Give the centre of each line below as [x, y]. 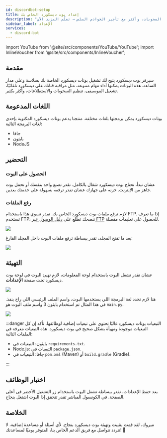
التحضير [16, 160]
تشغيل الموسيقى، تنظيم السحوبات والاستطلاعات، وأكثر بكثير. [62, 91]
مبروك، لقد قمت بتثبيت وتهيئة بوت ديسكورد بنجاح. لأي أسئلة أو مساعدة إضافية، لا [80, 425]
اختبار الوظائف [25, 379]
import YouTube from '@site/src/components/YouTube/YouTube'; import [80, 47]
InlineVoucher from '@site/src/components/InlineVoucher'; [66, 52]
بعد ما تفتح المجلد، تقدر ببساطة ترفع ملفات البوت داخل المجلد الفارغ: [69, 238]
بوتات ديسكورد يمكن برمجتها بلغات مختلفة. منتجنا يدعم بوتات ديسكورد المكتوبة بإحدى [84, 118]
